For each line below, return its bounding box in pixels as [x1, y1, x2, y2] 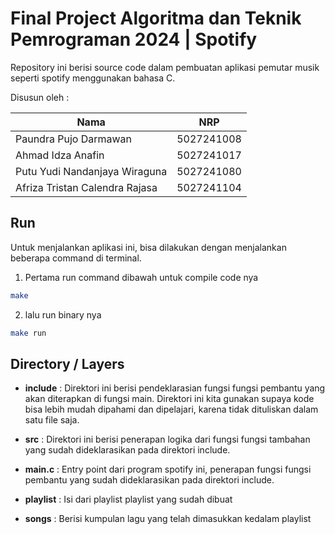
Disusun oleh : [10, 91, 70, 103]
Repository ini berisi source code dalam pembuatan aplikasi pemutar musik [10, 61, 320, 73]
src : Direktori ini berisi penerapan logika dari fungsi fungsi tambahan [24, 433, 311, 446]
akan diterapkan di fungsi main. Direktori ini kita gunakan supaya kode [24, 393, 315, 405]
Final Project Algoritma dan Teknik [10, 7, 302, 30]
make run [10, 328, 47, 338]
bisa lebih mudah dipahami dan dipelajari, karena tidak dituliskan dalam [24, 403, 319, 416]
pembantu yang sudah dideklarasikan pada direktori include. [24, 474, 275, 486]
